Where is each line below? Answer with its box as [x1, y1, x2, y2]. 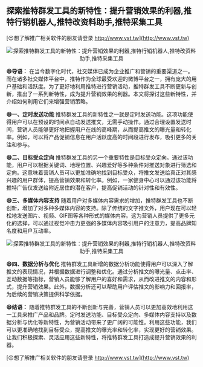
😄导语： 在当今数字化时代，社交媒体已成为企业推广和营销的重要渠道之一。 [6, 67, 193, 74]
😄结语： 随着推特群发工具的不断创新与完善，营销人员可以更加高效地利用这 [6, 303, 193, 310]
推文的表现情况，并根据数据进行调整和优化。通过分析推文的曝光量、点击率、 [6, 268, 197, 275]
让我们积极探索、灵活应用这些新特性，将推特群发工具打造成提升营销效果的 [6, 333, 192, 340]
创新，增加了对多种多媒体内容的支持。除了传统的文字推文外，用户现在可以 [6, 204, 192, 212]
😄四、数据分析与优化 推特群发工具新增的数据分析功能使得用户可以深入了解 [6, 260, 193, 267]
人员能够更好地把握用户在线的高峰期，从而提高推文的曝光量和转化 [27, 126, 192, 133]
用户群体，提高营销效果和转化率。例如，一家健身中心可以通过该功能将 [22, 176, 197, 183]
